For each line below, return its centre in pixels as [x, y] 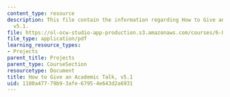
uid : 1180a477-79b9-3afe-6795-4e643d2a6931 [70, 83]
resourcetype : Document [41, 70]
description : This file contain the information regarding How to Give [111, 20]
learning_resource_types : [44, 45]
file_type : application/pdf [47, 39]
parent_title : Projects [41, 58]
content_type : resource [41, 13]
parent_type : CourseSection [47, 64]
